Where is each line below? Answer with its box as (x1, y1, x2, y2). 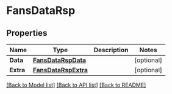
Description (93, 46, 129, 54)
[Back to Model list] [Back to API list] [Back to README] (6, 81, 146, 89)
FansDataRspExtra (32, 66, 88, 74)
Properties (6, 28, 48, 38)
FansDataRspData (32, 56, 87, 64)
